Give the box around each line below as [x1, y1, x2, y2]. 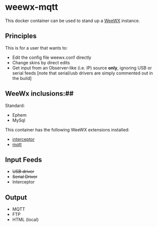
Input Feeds [5, 155, 42, 164]
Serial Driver [12, 174, 38, 180]
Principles [5, 32, 37, 40]
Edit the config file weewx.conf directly [12, 54, 92, 60]
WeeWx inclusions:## [5, 90, 74, 98]
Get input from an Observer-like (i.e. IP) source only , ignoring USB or [12, 65, 152, 71]
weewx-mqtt [5, 1, 58, 13]
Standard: [5, 102, 25, 108]
